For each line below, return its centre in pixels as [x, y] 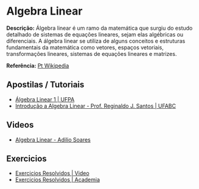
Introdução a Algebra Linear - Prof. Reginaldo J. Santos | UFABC [96, 106]
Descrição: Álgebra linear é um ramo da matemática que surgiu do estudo [100, 28]
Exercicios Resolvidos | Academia [58, 180]
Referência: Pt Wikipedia [38, 66]
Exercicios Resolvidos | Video [52, 173]
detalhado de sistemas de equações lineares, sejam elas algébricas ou [95, 34]
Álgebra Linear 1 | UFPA [45, 99]
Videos [20, 125]
